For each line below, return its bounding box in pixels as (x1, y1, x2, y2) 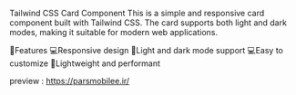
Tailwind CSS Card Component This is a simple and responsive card (9, 8, 265, 18)
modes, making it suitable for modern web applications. (9, 27, 219, 37)
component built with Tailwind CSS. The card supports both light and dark (9, 17, 287, 28)
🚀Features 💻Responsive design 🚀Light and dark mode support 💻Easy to (9, 45, 284, 55)
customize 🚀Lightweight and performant (9, 58, 161, 69)
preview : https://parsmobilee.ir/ (9, 76, 130, 86)
